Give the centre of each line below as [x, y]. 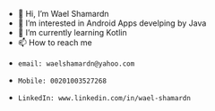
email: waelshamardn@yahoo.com [76, 64]
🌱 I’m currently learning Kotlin [72, 32]
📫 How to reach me [55, 43]
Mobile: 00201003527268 [62, 81]
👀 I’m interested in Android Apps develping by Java [112, 23]
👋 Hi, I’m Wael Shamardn [63, 14]
